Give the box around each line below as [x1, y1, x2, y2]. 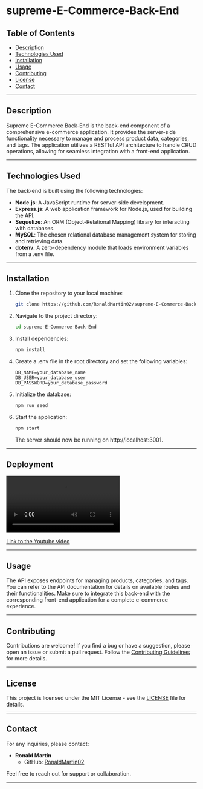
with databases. [14, 224, 55, 232]
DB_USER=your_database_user [14, 375, 86, 381]
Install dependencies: [14, 335, 69, 343]
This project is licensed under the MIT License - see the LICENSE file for [6, 694, 186, 702]
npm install [14, 347, 45, 353]
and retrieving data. [14, 237, 64, 244]
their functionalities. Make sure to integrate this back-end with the [6, 589, 170, 597]
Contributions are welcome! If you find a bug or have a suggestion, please [6, 642, 190, 650]
